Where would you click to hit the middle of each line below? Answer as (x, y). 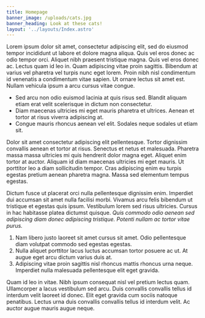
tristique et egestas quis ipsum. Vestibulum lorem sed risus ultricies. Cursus (102, 206)
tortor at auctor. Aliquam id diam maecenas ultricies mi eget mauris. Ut (95, 162)
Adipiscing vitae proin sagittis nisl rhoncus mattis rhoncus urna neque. (104, 264)
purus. (14, 226)
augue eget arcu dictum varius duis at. (64, 257)
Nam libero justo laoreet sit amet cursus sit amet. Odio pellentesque (101, 238)
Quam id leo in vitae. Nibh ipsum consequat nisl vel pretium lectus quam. (98, 282)
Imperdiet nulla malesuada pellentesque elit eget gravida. (87, 270)
